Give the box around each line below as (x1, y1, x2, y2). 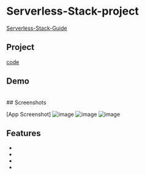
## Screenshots (6, 99, 47, 106)
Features (6, 128, 41, 138)
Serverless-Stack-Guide (6, 24, 67, 32)
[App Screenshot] (6, 110, 51, 118)
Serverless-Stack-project (6, 4, 139, 18)
